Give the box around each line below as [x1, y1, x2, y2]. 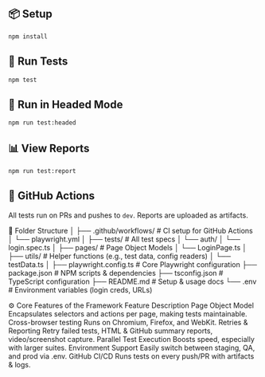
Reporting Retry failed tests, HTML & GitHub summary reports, [8, 326, 213, 336]
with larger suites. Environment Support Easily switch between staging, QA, [8, 343, 255, 352]
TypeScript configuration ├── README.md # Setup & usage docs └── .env [8, 277, 257, 286]
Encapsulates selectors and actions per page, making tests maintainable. [8, 308, 248, 318]
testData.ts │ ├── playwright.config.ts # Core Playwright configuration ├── [8, 259, 257, 269]
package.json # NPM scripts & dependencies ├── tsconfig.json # [8, 268, 224, 277]
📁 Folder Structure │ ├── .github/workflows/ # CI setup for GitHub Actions [8, 226, 253, 235]
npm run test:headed [8, 119, 77, 127]
